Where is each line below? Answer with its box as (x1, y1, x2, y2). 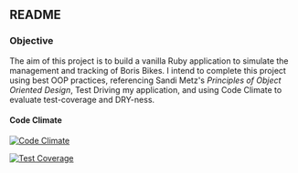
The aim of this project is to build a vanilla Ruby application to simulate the (9, 55, 290, 66)
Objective (9, 35, 54, 47)
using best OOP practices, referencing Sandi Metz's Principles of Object (9, 75, 282, 86)
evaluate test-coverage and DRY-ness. (9, 94, 155, 105)
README (9, 7, 61, 23)
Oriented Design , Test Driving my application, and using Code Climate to (9, 84, 282, 95)
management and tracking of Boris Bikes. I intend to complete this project (9, 65, 286, 76)
